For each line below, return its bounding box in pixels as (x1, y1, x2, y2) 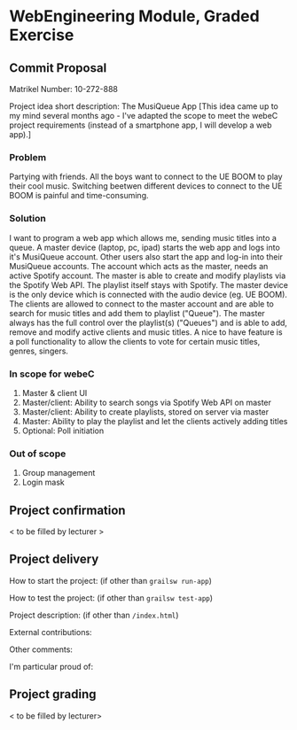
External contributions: (9, 626, 92, 637)
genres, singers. (9, 346, 69, 356)
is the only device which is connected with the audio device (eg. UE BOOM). (9, 289, 288, 299)
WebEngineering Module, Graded (9, 6, 260, 27)
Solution (9, 213, 47, 225)
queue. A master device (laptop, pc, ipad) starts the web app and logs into (9, 242, 281, 252)
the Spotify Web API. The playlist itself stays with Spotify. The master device (9, 279, 288, 290)
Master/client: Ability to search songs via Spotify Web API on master (21, 397, 272, 408)
